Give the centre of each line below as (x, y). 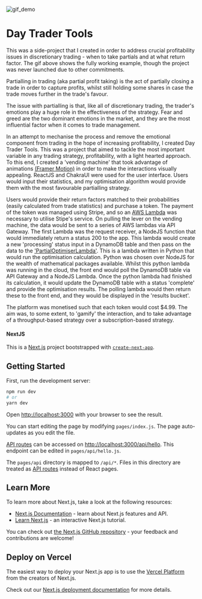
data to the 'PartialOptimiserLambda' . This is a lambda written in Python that (100, 251)
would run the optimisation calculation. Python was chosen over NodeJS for (100, 257)
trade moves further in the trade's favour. (57, 94)
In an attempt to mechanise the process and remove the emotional (88, 136)
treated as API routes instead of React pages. (62, 469)
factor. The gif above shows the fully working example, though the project (98, 63)
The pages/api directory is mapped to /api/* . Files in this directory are (93, 462)
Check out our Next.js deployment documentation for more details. (89, 590)
